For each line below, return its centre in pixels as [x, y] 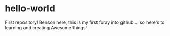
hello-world [30, 9]
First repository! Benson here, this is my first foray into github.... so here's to [85, 22]
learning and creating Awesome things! [46, 27]
